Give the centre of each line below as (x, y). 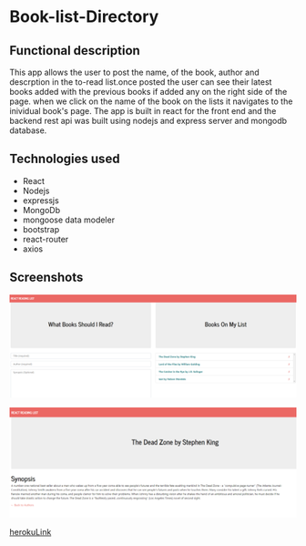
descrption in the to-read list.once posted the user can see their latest (141, 82)
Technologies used (65, 159)
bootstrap (41, 229)
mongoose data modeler (69, 220)
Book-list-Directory (84, 17)
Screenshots (46, 278)
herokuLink (31, 532)
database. (28, 130)
